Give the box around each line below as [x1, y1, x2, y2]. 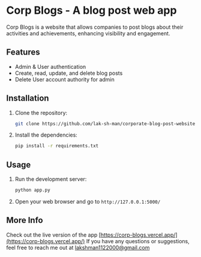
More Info [6, 215, 43, 225]
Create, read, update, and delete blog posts [14, 69, 123, 77]
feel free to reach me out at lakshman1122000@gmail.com [6, 244, 150, 251]
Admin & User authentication [14, 63, 86, 70]
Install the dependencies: [14, 131, 78, 138]
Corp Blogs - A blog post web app [6, 4, 177, 17]
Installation [6, 93, 49, 104]
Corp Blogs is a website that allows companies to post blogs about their [6, 23, 184, 31]
